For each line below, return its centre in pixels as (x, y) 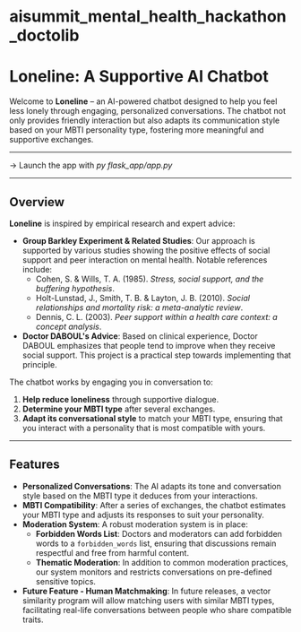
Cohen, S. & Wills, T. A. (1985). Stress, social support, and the (150, 279)
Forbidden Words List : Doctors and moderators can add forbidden (159, 533)
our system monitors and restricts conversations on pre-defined (154, 572)
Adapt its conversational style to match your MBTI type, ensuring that (153, 418)
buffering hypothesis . (75, 288)
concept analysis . (69, 326)
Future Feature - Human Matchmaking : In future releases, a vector (146, 591)
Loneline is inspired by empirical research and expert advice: (122, 223)
